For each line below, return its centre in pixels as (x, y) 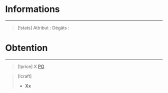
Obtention (26, 48)
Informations (32, 9)
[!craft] (24, 76)
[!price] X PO (31, 66)
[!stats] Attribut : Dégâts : (43, 27)
